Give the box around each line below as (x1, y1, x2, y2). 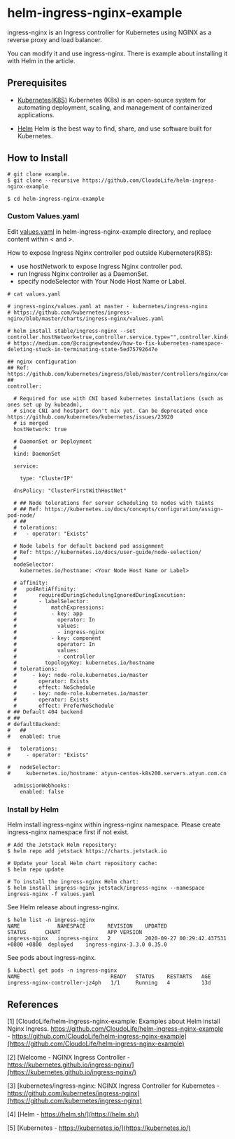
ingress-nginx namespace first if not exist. (7, 828, 129, 836)
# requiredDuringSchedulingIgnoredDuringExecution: (13, 591, 187, 598)
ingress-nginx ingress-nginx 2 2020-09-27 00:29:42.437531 (7, 935, 227, 942)
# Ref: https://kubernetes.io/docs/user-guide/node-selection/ (13, 548, 201, 555)
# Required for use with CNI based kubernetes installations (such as (13, 395, 224, 402)
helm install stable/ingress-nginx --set (13, 327, 136, 334)
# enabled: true (7, 732, 61, 740)
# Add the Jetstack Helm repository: (7, 841, 117, 849)
